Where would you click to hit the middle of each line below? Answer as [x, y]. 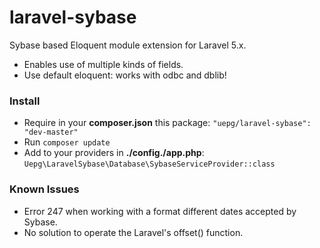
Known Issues [44, 189]
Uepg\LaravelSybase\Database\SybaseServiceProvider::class [149, 164]
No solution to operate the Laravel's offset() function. [133, 232]
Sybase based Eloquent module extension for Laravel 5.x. [128, 45]
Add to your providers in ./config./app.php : [114, 153]
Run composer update [67, 142]
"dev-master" [51, 132]
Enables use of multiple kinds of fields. [103, 64]
